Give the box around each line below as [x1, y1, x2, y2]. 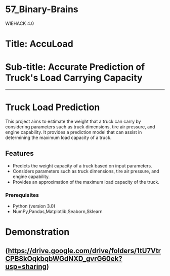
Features [5, 149, 34, 158]
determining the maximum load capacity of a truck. [5, 134, 112, 141]
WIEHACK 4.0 [5, 20, 34, 26]
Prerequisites [5, 191, 39, 198]
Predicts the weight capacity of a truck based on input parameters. [12, 162, 153, 168]
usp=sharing [5, 262, 47, 271]
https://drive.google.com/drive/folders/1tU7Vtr [8, 246, 161, 255]
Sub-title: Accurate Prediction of [5, 61, 145, 73]
